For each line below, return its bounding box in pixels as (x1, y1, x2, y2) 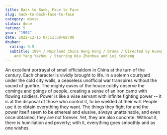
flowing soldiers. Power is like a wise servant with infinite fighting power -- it (5, 93, 162, 99)
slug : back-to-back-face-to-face (5, 12, 75, 17)
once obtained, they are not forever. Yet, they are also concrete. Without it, (5, 115, 158, 121)
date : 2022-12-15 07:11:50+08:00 (5, 35, 75, 40)
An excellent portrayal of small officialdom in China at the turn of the (5, 67, 145, 73)
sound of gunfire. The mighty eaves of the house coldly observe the (5, 83, 145, 89)
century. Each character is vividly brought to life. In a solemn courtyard (5, 72, 151, 78)
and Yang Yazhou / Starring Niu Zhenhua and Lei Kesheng (14, 53, 135, 59)
